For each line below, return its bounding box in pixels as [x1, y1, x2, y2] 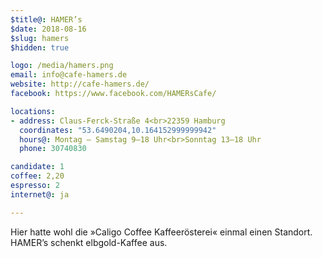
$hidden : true [10, 42, 70, 53]
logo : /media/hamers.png [10, 61, 114, 71]
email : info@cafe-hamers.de [10, 70, 128, 80]
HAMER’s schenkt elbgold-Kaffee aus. [10, 236, 168, 248]
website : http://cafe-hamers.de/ [10, 79, 150, 90]
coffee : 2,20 [10, 171, 65, 181]
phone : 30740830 [19, 144, 87, 154]
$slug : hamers [10, 33, 70, 43]
